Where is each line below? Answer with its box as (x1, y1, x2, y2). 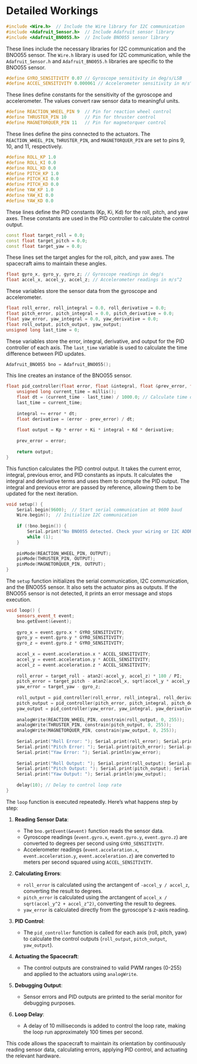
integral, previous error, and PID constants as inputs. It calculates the (6, 471, 173, 478)
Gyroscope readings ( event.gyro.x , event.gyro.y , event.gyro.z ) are (23, 833, 188, 840)
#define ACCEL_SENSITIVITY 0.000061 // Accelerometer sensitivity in (6, 80, 180, 86)
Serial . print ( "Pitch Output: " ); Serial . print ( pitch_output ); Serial (16, 766, 191, 772)
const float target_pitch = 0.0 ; (6, 238, 88, 244)
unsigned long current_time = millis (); (16, 389, 117, 395)
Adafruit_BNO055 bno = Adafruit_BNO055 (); (6, 361, 111, 368)
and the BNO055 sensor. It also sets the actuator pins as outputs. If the (6, 584, 178, 591)
